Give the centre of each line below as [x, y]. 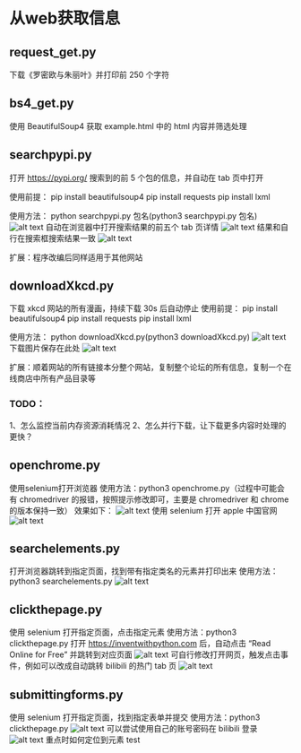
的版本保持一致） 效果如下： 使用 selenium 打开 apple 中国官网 [143, 510]
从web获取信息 [65, 18]
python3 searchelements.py [61, 581]
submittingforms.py [66, 694]
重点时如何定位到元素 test [93, 740]
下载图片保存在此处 [45, 348]
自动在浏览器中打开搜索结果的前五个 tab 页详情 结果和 [163, 227]
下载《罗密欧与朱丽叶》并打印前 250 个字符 [90, 74]
